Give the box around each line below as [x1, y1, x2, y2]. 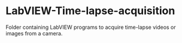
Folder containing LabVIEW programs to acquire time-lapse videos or [5, 24, 176, 31]
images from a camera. [5, 29, 63, 37]
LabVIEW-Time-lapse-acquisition [5, 4, 175, 18]
